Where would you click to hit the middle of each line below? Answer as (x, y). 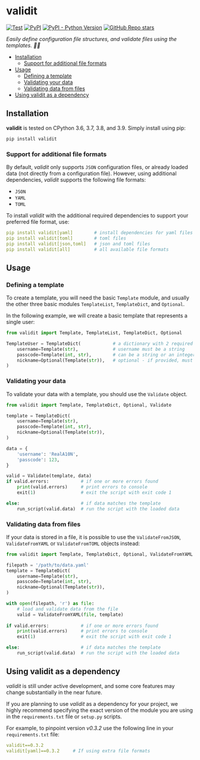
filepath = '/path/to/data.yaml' (48, 565)
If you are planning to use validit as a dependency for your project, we (92, 703)
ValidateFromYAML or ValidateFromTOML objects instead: (73, 543)
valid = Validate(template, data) (49, 476)
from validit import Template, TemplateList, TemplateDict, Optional (94, 333)
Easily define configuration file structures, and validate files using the (92, 39)
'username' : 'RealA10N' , (48, 454)
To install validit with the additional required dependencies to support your (97, 215)
